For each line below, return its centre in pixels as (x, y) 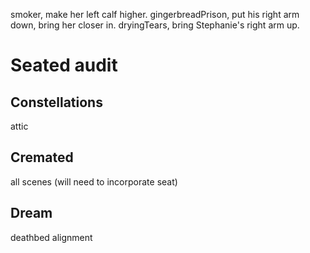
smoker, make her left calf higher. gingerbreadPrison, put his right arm (155, 14)
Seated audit (64, 65)
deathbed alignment (51, 237)
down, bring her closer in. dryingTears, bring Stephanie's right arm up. (155, 25)
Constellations (56, 102)
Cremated (42, 157)
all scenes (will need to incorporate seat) (94, 181)
